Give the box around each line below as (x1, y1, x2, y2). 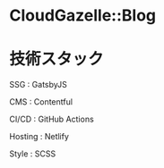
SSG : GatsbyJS (9, 80, 67, 90)
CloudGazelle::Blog (9, 5, 157, 26)
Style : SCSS (9, 148, 56, 159)
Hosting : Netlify (9, 131, 70, 142)
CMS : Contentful (9, 97, 73, 107)
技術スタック (9, 49, 105, 70)
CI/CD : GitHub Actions (9, 113, 94, 125)
